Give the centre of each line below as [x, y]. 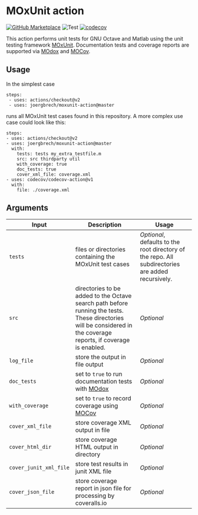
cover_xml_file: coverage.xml [54, 174]
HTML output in [97, 447]
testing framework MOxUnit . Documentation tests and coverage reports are [98, 45]
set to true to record [103, 398]
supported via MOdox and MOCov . [48, 51]
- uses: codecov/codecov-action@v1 [50, 179]
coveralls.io [91, 503]
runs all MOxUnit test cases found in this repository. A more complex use [95, 116]
